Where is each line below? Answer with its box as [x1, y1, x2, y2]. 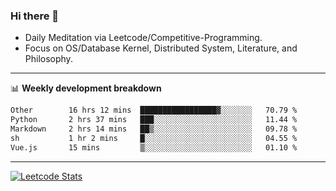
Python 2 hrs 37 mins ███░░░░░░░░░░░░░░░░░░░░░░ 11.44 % [10, 115, 298, 125]
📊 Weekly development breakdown [10, 82, 162, 94]
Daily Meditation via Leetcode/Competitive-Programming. [24, 32, 263, 44]
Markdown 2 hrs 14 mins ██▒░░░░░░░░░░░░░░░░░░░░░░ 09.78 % [10, 124, 298, 134]
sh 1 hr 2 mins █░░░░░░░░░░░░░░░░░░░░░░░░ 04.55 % [10, 133, 298, 143]
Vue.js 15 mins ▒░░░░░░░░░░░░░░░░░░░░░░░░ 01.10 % [10, 142, 298, 153]
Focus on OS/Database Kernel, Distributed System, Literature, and [24, 42, 298, 54]
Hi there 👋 [10, 9, 60, 23]
